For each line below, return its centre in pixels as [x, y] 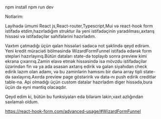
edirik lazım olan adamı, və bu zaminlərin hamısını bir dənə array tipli [74, 72]
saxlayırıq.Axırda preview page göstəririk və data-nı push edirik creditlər [84, 77]
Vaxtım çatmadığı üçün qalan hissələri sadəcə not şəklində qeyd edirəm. [78, 46]
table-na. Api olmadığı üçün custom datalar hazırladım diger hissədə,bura [79, 82]
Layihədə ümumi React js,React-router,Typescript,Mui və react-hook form [79, 26]
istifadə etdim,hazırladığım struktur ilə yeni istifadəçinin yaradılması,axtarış [80, 31]
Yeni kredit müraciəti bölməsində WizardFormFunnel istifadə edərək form [79, 51]
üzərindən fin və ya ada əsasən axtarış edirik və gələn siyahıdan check [76, 66]
